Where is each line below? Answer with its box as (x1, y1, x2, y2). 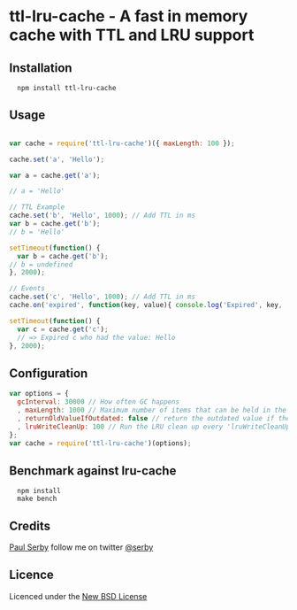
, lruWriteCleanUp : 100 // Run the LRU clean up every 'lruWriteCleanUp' (17, 422, 294, 431)
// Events (9, 284, 46, 293)
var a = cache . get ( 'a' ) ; (9, 171, 101, 180)
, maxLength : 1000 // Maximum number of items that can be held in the (17, 405, 287, 414)
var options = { (9, 390, 69, 398)
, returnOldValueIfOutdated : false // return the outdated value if (17, 413, 275, 422)
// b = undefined (9, 259, 73, 269)
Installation (9, 60, 72, 75)
